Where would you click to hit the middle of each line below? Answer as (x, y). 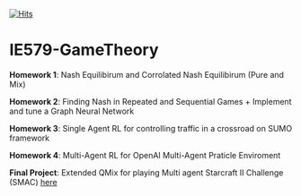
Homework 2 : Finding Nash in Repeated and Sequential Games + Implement (150, 101)
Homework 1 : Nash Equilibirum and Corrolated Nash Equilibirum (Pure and (147, 74)
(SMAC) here (33, 182)
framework (30, 138)
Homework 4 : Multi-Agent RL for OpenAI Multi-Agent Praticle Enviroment (145, 155)
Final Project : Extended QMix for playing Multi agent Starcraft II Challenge (146, 172)
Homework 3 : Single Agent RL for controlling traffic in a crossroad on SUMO (151, 128)
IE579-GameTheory (84, 50)
